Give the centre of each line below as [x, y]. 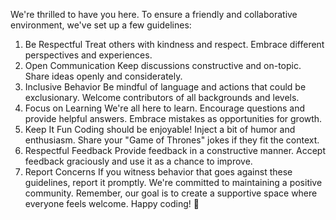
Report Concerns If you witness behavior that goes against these [158, 172]
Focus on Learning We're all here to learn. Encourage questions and [164, 108]
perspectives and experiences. [88, 55]
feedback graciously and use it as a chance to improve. [138, 161]
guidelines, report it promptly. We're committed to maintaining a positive [173, 182]
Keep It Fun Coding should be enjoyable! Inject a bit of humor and [160, 129]
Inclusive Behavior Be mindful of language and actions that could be [165, 87]
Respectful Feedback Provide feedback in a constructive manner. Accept [175, 150]
